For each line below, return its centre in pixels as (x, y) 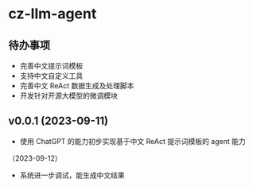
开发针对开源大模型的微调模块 (68, 95)
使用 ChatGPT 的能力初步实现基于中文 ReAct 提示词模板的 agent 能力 (132, 141)
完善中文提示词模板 (51, 66)
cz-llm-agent (53, 14)
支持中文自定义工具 (51, 76)
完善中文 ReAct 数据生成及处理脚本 (77, 86)
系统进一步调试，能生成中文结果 (72, 175)
